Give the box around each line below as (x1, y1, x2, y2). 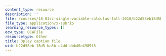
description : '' (5, 12, 39, 17)
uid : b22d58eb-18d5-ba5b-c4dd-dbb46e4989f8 (5, 43, 96, 48)
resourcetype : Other (5, 35, 48, 39)
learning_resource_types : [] (5, 25, 65, 30)
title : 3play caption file (5, 39, 61, 44)
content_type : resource (5, 7, 54, 12)
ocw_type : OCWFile (5, 30, 43, 35)
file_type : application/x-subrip (5, 20, 74, 26)
